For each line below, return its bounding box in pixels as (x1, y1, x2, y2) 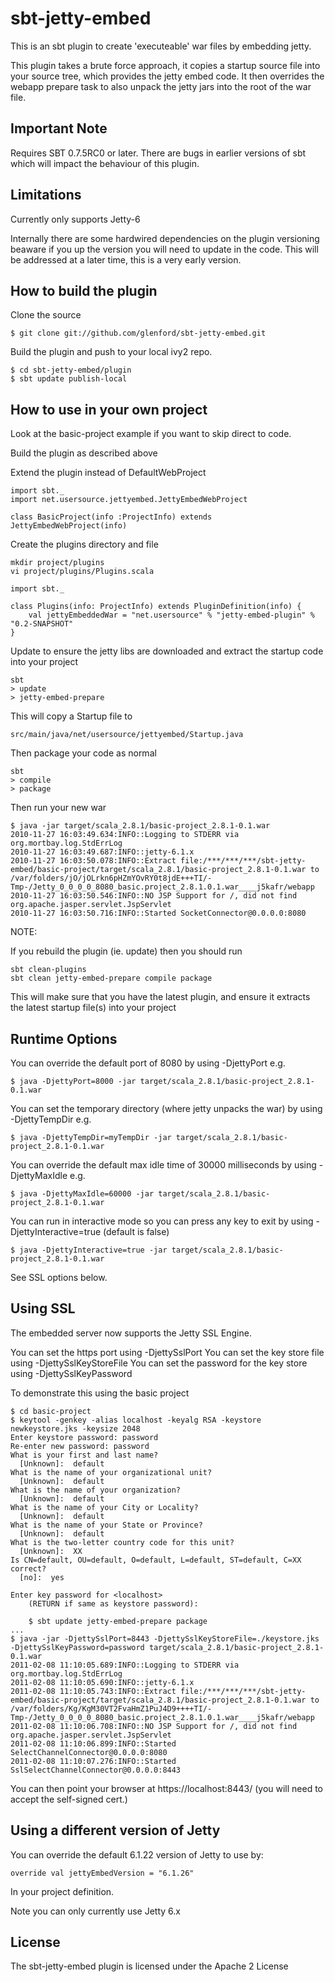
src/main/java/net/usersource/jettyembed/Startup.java (10, 730, 244, 740)
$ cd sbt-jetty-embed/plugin (10, 365, 132, 376)
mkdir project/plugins (10, 558, 105, 568)
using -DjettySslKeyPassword (10, 1367, 133, 1379)
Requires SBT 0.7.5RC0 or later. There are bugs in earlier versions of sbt (10, 147, 307, 159)
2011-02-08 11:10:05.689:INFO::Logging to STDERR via (10, 1660, 240, 1670)
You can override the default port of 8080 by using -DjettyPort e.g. (10, 1057, 286, 1069)
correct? (10, 1563, 47, 1574)
